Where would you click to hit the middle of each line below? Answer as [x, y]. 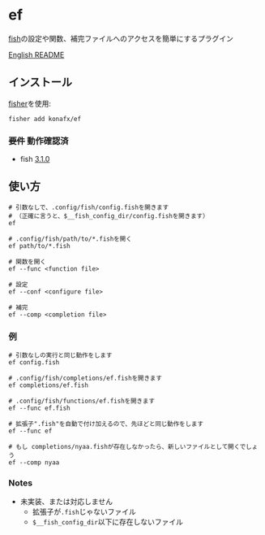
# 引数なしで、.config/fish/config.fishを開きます [89, 207]
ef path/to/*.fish [39, 246]
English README [36, 54]
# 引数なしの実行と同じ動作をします [60, 355]
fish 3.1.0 [35, 159]
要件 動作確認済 [38, 141]
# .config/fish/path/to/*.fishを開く [70, 239]
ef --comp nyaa [34, 463]
